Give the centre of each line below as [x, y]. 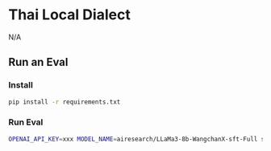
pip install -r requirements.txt [65, 102]
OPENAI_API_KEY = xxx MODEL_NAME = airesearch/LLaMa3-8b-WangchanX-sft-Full [133, 139]
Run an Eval [38, 62]
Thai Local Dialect [69, 15]
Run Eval [26, 122]
